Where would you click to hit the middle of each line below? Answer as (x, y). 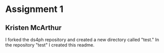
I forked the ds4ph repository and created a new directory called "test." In (82, 39)
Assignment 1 (34, 9)
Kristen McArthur (33, 28)
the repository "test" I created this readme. (50, 45)
